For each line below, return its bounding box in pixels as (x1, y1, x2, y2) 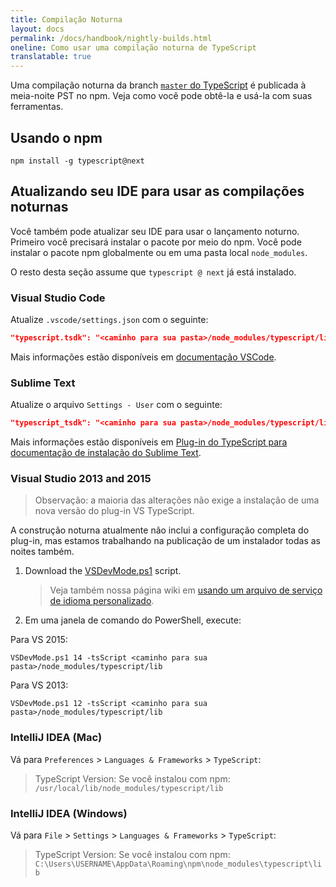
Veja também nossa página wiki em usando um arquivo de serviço (49, 584, 323, 596)
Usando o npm (10, 129, 103, 146)
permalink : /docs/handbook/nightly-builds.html (10, 33, 213, 43)
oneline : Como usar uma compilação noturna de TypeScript (10, 42, 257, 53)
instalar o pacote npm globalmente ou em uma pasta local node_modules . (10, 246, 308, 258)
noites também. (10, 546, 75, 558)
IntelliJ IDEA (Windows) (10, 806, 128, 820)
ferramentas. (10, 101, 64, 113)
